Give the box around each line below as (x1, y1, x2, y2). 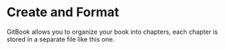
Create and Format (6, 4, 120, 20)
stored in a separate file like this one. (6, 35, 115, 43)
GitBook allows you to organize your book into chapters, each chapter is (6, 27, 219, 36)
